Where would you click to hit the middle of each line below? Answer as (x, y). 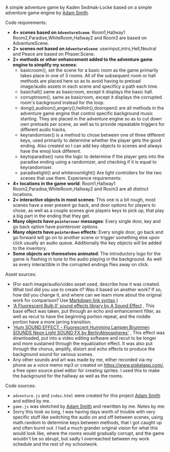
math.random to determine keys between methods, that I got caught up (87, 423)
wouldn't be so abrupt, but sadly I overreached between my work (81, 439)
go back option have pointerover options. (56, 227)
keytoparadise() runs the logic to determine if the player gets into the (92, 156)
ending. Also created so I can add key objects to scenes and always (91, 146)
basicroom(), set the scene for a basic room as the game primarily (89, 70)
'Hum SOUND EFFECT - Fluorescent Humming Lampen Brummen (81, 327)
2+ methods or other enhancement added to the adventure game (82, 59)
